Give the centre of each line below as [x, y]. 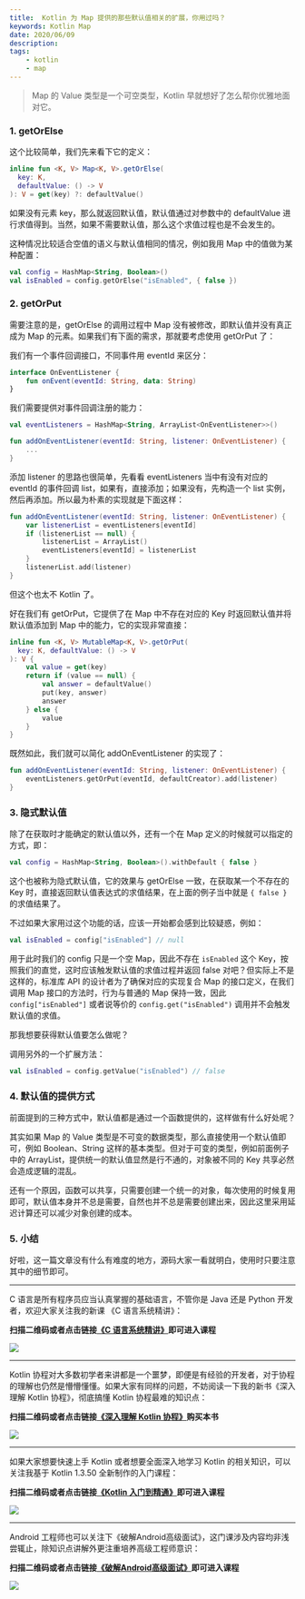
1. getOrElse [36, 131]
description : [34, 43]
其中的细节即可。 [41, 1271]
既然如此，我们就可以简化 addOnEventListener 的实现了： [117, 754]
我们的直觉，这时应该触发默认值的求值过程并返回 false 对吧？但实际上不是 [156, 970]
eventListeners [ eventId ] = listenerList [119, 550]
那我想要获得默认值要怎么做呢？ [69, 1035]
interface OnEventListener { [64, 372]
